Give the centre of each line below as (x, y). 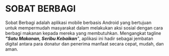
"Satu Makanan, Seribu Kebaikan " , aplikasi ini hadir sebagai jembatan (79, 38)
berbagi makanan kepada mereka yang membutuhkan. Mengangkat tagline (83, 33)
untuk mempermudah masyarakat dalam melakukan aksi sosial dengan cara (84, 27)
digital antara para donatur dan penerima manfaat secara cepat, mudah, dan (84, 43)
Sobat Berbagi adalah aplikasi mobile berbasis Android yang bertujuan (78, 22)
